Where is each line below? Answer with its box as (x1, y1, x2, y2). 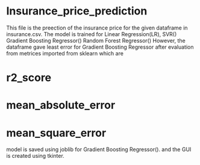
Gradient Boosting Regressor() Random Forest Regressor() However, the (6, 37, 186, 44)
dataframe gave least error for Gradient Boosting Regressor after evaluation (6, 43, 194, 51)
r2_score (6, 71, 52, 85)
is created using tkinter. (6, 152, 64, 160)
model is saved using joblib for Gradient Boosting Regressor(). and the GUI (6, 146, 192, 153)
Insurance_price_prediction (6, 4, 148, 18)
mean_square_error (6, 126, 107, 140)
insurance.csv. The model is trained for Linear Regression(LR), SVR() (6, 30, 177, 37)
